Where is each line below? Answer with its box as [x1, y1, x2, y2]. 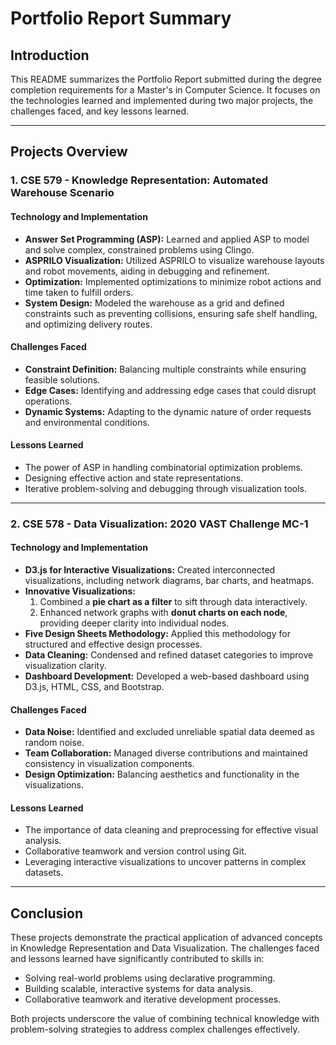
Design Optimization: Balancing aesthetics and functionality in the [24, 768, 300, 781]
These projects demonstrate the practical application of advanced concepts [10, 932, 323, 944]
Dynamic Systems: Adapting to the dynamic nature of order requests [24, 405, 312, 417]
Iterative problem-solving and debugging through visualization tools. [24, 482, 308, 494]
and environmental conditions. [24, 416, 150, 428]
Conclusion [10, 905, 84, 922]
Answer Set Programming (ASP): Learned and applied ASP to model [24, 233, 310, 245]
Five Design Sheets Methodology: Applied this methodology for [24, 628, 291, 640]
